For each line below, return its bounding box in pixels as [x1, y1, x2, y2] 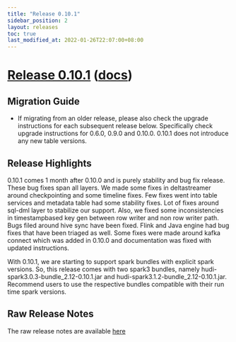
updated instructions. [7, 244, 69, 252]
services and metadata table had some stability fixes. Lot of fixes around [7, 198, 219, 207]
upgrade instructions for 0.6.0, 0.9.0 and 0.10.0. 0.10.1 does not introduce [17, 129, 229, 138]
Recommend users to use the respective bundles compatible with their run [7, 280, 225, 288]
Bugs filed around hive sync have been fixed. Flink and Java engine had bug [7, 221, 230, 229]
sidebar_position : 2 [7, 17, 69, 24]
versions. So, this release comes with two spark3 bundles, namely [7, 265, 200, 273]
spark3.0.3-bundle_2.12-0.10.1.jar [7, 272, 102, 280]
